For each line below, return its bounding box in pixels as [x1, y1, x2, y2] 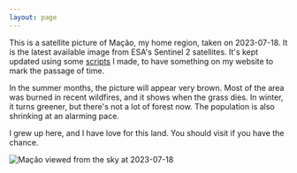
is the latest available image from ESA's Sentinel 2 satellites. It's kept [9, 46, 259, 57]
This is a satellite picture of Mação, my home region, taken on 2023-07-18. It [9, 37, 288, 48]
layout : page [9, 12, 57, 22]
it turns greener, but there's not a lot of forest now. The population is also [9, 101, 276, 111]
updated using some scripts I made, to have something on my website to [9, 56, 274, 66]
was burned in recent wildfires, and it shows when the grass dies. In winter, [9, 92, 284, 102]
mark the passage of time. [9, 65, 105, 76]
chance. [9, 137, 39, 147]
